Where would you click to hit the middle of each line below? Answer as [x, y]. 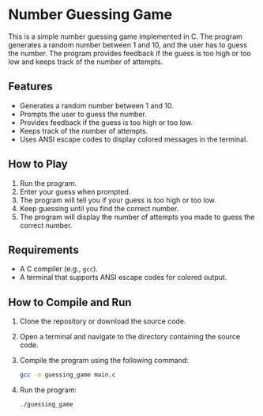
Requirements [43, 250]
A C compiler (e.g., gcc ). [59, 269]
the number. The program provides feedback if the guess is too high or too [130, 53]
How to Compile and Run [70, 302]
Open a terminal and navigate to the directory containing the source [130, 337]
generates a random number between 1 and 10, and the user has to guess [128, 44]
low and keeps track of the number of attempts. [86, 62]
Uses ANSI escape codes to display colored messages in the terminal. [134, 139]
